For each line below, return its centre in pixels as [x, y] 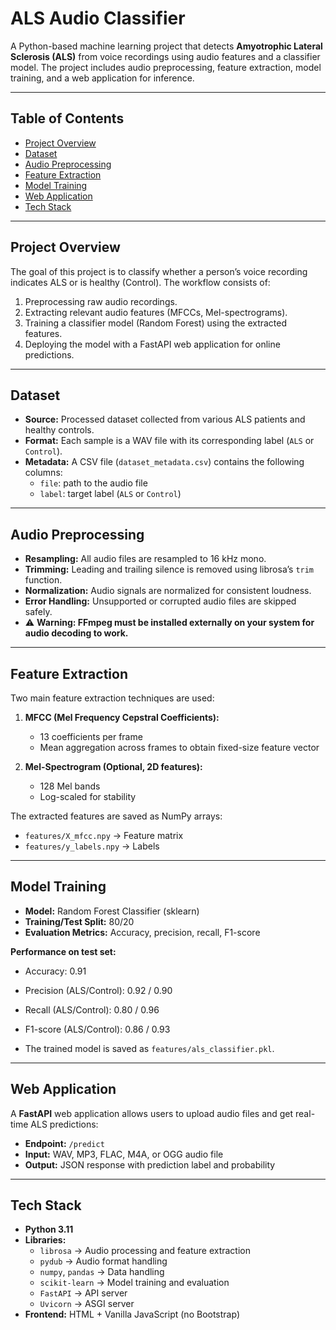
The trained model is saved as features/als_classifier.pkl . [149, 1048]
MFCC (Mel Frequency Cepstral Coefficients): [122, 717]
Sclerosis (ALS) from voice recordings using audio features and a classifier [165, 56]
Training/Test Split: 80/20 [79, 921]
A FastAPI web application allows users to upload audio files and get [152, 1113]
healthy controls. [59, 430]
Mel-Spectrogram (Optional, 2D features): [113, 766]
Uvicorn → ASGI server [87, 1304]
